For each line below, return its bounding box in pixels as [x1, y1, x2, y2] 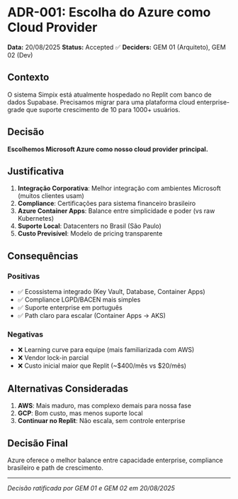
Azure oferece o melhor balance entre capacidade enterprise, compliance [7, 456, 223, 464]
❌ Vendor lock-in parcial [17, 353, 89, 362]
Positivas [7, 271, 40, 281]
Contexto [7, 72, 50, 84]
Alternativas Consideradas [7, 383, 129, 395]
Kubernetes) [17, 214, 55, 223]
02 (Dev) [7, 50, 33, 59]
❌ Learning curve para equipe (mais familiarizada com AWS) [17, 346, 195, 354]
